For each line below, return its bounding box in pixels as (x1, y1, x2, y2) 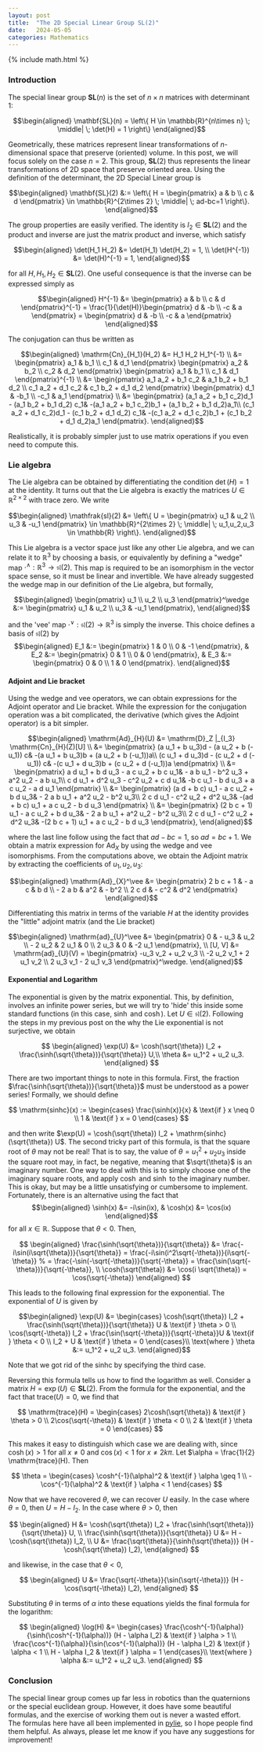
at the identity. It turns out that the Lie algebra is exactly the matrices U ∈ (8, 486, 245, 495)
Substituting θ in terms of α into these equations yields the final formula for (8, 1599, 250, 1608)
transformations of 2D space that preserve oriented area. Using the (8, 164, 225, 173)
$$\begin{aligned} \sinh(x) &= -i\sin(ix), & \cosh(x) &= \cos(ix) (31, 1203, 232, 1212)
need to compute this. (8, 440, 79, 450)
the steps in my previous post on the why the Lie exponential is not (8, 1018, 224, 1027)
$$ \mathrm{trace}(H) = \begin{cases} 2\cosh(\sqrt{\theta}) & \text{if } (17, 1407, 246, 1417)
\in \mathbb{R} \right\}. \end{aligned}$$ (67, 527, 196, 538)
